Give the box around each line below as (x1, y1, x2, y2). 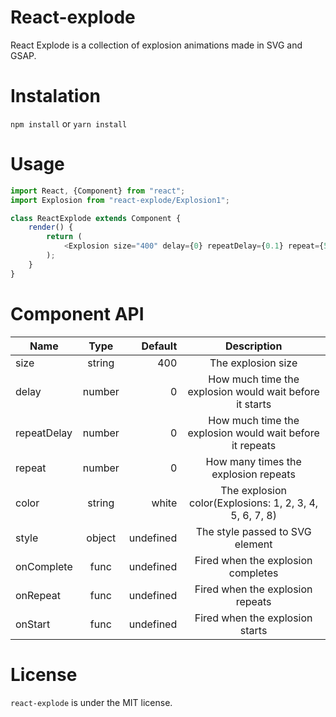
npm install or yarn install (10, 117, 128, 130)
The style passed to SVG (195, 524, 312, 538)
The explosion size (209, 356, 298, 370)
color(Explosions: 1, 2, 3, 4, (189, 496, 319, 510)
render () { (28, 222, 74, 233)
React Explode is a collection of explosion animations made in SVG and (10, 39, 303, 51)
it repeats (231, 438, 277, 452)
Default (141, 339, 178, 353)
